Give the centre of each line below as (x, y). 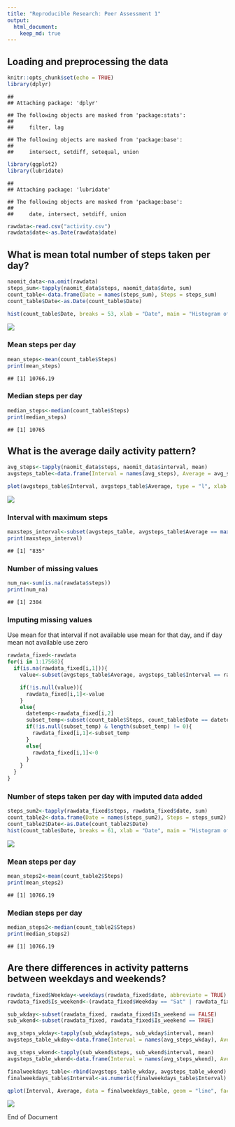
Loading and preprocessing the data (88, 61)
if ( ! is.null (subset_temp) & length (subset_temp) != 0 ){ (109, 727)
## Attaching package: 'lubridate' (59, 190)
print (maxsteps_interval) (45, 539)
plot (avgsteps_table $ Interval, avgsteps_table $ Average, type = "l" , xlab (117, 486)
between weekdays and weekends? (87, 979)
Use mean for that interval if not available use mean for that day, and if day (115, 635)
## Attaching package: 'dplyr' (53, 103)
